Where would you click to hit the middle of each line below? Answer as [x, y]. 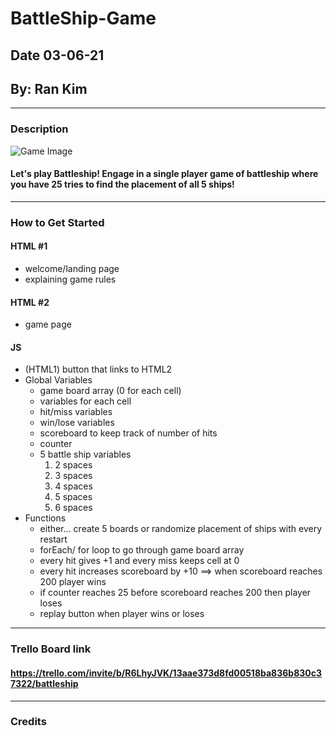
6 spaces [73, 508]
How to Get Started [57, 222]
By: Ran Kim [49, 88]
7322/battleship [44, 683]
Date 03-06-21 [57, 55]
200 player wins [73, 582]
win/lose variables [77, 423]
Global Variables [58, 380]
